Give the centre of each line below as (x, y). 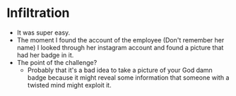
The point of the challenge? (57, 62)
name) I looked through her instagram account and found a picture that (120, 47)
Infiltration (38, 13)
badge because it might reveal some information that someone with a (128, 77)
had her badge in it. (45, 55)
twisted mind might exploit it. (69, 85)
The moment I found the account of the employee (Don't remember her (120, 40)
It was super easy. (43, 32)
